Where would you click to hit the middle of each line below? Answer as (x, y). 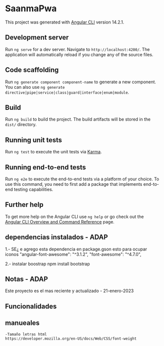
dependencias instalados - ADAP (57, 237)
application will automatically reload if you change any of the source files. (79, 54)
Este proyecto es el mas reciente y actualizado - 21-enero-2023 (69, 291)
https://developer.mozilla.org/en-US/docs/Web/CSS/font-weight (71, 339)
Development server (37, 37)
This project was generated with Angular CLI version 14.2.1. (65, 22)
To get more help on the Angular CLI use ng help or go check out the (74, 217)
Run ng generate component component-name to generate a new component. (81, 82)
